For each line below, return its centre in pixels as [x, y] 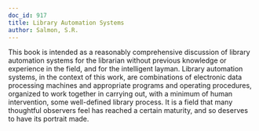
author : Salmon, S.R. [44, 30]
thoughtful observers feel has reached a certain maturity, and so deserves [128, 111]
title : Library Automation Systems [66, 23]
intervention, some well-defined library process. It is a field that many [120, 102]
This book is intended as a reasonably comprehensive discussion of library [129, 53]
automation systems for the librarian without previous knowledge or [117, 60]
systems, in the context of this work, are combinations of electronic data [125, 77]
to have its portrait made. [49, 119]
